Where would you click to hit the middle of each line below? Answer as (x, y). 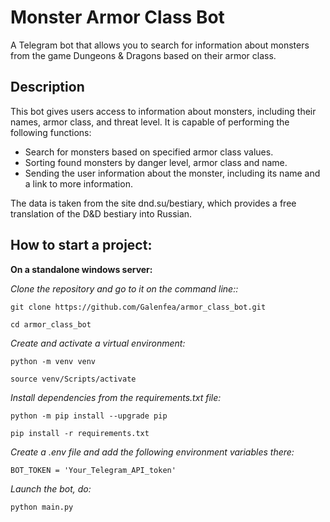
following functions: (51, 132)
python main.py (42, 507)
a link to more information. (78, 183)
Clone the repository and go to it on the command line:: (124, 288)
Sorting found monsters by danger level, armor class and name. (156, 162)
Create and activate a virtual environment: (98, 343)
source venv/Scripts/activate (73, 379)
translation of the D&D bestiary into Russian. (101, 213)
